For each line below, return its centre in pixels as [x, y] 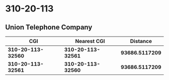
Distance [141, 41]
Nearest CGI [90, 41]
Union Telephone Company [49, 27]
